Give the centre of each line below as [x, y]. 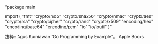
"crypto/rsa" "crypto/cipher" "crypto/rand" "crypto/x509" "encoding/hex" [79, 22]
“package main [20, 7]
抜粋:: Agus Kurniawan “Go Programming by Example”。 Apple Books [75, 37]
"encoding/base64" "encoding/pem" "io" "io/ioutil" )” [58, 27]
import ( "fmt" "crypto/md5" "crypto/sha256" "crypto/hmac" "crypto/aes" [79, 16]
